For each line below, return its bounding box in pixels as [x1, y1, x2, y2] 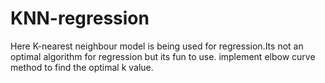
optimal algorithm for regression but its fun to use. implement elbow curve [10, 50, 316, 62]
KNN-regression [10, 7, 150, 30]
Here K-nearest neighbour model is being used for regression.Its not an [10, 40, 304, 52]
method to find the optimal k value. [10, 61, 154, 73]
